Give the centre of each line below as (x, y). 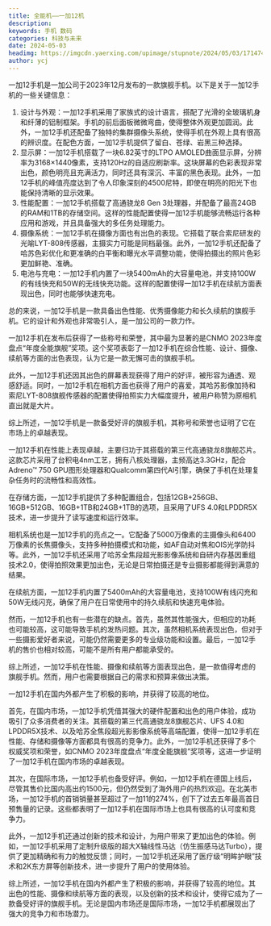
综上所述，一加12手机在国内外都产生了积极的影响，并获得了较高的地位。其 (132, 883)
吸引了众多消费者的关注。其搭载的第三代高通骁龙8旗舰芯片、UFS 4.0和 (126, 721)
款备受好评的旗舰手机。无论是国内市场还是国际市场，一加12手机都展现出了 (132, 903)
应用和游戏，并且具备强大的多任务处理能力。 (94, 223)
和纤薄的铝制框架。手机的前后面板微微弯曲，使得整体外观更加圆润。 (133, 122)
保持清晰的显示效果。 (63, 192)
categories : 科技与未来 (45, 38)
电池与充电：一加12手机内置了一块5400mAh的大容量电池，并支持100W (138, 273)
